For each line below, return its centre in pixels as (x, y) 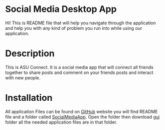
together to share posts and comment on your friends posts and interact (79, 72)
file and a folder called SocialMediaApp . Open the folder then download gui (82, 117)
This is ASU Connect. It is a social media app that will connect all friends (79, 67)
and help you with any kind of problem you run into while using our (74, 28)
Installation (29, 98)
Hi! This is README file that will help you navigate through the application (81, 23)
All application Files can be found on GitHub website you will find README (82, 111)
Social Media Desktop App (61, 9)
